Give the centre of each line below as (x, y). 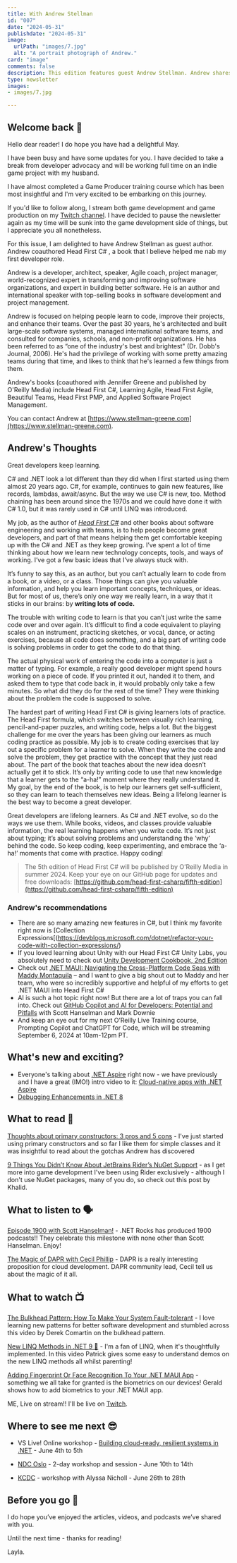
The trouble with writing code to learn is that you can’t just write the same (115, 617)
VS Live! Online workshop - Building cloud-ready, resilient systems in (118, 1443)
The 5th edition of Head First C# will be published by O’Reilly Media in (126, 866)
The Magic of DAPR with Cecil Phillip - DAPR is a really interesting (103, 1259)
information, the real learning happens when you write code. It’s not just (112, 830)
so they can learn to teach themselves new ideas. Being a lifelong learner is (117, 794)
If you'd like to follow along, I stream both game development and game (111, 207)
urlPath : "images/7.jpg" (50, 47)
